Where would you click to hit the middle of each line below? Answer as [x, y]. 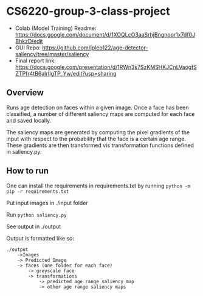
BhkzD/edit [29, 41]
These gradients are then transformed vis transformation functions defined [100, 145]
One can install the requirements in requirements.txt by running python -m [98, 186]
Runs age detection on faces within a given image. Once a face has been [98, 107]
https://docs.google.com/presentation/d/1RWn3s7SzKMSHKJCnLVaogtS [106, 67]
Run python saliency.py [36, 214]
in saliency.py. [24, 151]
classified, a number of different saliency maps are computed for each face [101, 114]
